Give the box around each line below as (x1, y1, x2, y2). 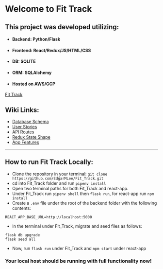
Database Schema (12, 118, 49, 125)
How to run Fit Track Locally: (5, 158, 94, 166)
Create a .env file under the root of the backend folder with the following (12, 200, 157, 206)
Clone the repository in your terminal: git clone (12, 171, 108, 177)
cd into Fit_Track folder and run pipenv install (12, 180, 106, 186)
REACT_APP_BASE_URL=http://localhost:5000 (5, 215, 92, 219)
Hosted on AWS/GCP (12, 81, 56, 87)
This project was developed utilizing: (5, 23, 119, 31)
